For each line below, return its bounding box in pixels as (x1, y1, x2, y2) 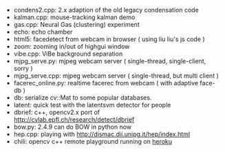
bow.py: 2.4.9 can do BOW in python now (13, 123, 132, 131)
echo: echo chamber (13, 28, 73, 36)
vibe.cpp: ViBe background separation (13, 50, 123, 58)
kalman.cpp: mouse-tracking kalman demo (13, 13, 136, 21)
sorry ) (13, 65, 33, 72)
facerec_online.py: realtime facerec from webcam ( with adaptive (13, 79, 198, 87)
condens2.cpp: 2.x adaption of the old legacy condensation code (13, 6, 200, 14)
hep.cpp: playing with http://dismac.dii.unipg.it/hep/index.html (13, 130, 191, 138)
